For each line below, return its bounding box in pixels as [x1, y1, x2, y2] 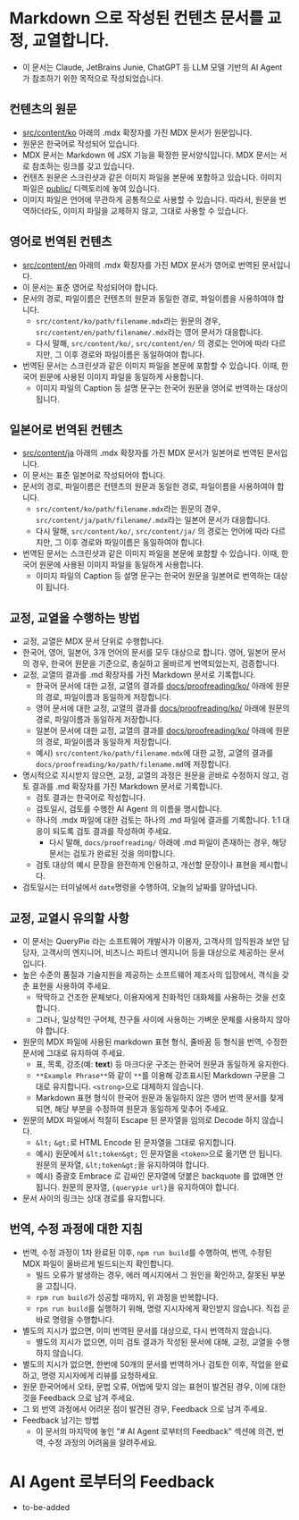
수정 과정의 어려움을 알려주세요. [47, 1437, 158, 1448]
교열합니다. [31, 30, 110, 51]
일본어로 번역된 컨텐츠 [9, 422, 123, 437]
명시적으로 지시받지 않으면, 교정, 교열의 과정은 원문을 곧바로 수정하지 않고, [21, 770, 279, 781]
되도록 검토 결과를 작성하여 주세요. [52, 826, 172, 837]
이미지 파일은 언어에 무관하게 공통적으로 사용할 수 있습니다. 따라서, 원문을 [21, 194, 278, 205]
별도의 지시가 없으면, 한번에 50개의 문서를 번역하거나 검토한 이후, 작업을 [21, 1358, 272, 1369]
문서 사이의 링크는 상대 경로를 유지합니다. [21, 1193, 166, 1203]
